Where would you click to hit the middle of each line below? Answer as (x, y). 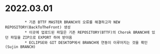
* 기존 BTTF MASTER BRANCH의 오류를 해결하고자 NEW (72, 22)
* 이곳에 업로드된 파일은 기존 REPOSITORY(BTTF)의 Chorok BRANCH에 (87, 32)
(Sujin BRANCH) (20, 47)
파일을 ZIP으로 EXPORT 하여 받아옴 (41, 37)
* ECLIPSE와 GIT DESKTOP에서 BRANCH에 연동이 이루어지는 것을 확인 (86, 42)
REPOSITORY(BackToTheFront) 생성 (38, 27)
